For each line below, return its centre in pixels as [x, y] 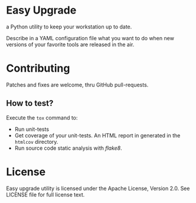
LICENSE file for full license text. [45, 194]
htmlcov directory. [36, 141]
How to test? [30, 103]
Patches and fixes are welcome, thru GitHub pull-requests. [77, 85]
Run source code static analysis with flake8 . [68, 148]
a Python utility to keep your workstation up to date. [69, 27]
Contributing [38, 68]
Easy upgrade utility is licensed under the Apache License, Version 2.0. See [98, 188]
